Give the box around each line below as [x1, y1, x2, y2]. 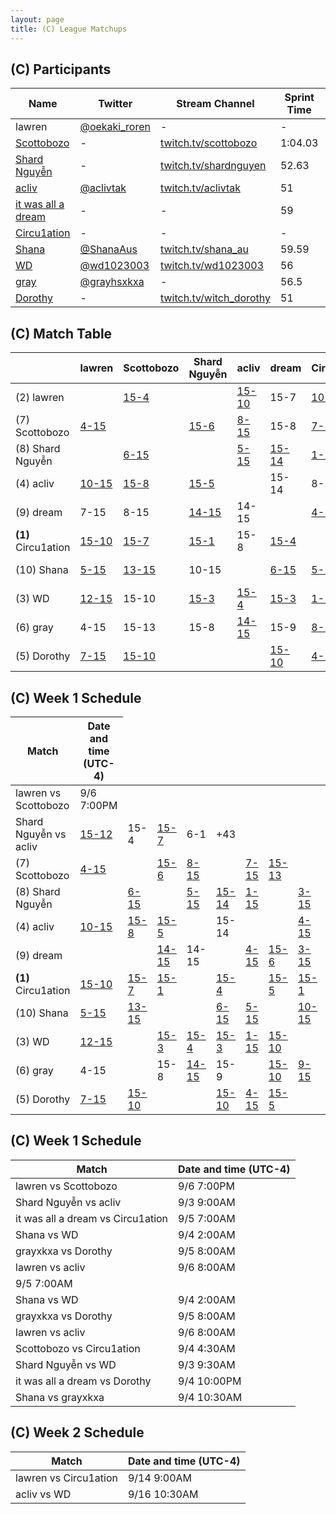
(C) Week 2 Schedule [10, 1424, 145, 1441]
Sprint [284, 91, 315, 105]
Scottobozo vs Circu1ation [15, 1341, 141, 1355]
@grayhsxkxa [79, 275, 145, 289]
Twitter [98, 97, 133, 111]
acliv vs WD [15, 1487, 72, 1501]
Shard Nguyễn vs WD [15, 1357, 117, 1371]
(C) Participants [10, 61, 112, 78]
